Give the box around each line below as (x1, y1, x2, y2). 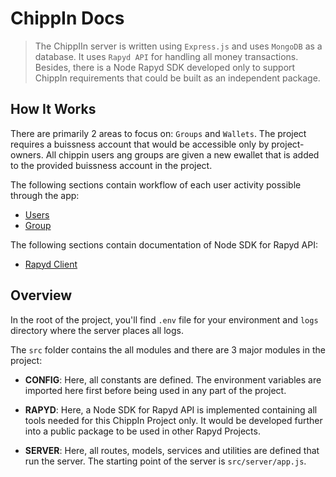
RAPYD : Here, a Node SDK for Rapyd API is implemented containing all (24, 403, 318, 416)
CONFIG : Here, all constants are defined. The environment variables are (24, 373, 322, 386)
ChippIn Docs (10, 7, 125, 30)
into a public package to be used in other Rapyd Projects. (24, 425, 261, 437)
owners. (10, 148, 44, 161)
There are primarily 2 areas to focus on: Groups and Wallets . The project (10, 127, 307, 139)
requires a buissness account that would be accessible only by (10, 138, 270, 150)
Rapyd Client (24, 258, 78, 270)
